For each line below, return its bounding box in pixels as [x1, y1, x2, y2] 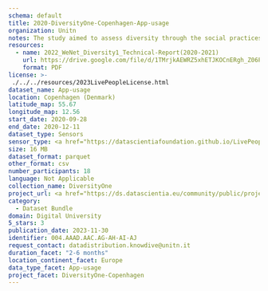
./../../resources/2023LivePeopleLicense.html [11, 78, 170, 86]
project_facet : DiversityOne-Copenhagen [8, 271, 145, 279]
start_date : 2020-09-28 [8, 116, 88, 124]
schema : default [8, 11, 62, 20]
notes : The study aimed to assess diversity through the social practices [8, 33, 262, 42]
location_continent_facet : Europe [8, 256, 124, 264]
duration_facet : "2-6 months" [8, 249, 109, 257]
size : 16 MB [8, 145, 48, 153]
